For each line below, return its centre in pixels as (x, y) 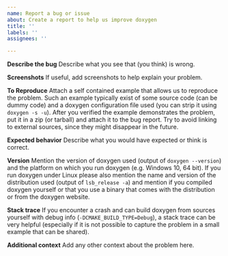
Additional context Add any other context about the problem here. (101, 245)
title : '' (21, 26)
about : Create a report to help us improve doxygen (82, 20)
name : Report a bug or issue (48, 13)
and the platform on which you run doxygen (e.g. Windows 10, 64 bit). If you (114, 168)
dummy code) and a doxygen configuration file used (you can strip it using (112, 105)
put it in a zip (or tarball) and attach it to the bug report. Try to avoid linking (112, 119)
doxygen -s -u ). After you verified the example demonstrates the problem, (111, 113)
